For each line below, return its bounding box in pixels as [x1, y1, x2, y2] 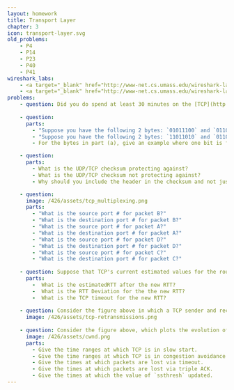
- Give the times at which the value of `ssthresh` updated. [32, 372, 214, 380]
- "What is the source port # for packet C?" [32, 249, 167, 256]
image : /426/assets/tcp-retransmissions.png [25, 314, 157, 321]
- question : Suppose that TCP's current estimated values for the [19, 269, 217, 276]
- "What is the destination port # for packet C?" [32, 256, 182, 263]
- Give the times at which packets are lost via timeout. [32, 359, 204, 366]
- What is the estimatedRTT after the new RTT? [32, 281, 176, 288]
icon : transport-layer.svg [7, 29, 86, 37]
